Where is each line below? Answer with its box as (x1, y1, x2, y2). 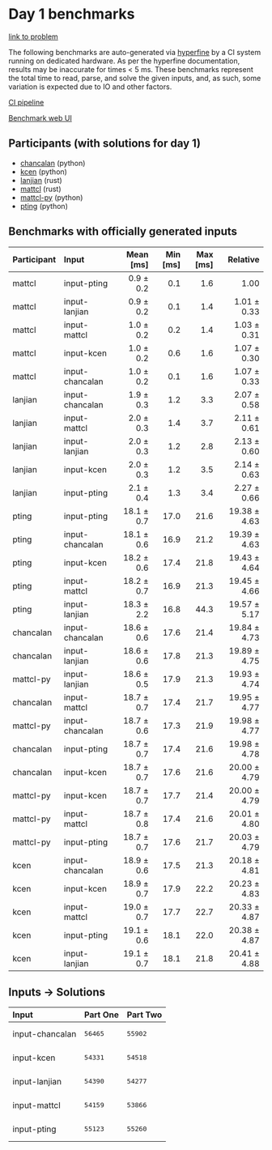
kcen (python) (19, 167, 67, 177)
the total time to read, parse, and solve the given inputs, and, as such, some (8, 73, 261, 83)
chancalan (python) (19, 158, 86, 168)
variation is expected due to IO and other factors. (8, 82, 172, 92)
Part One (83, 1009, 120, 1020)
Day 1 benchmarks (8, 5, 135, 23)
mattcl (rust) (19, 184, 62, 194)
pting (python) (19, 201, 69, 211)
